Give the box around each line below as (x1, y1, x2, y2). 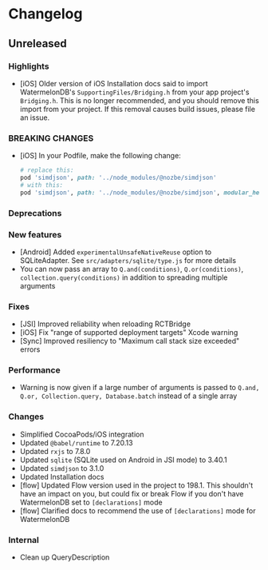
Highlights (8, 61, 49, 72)
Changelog (8, 5, 83, 23)
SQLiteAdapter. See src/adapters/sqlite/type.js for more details (19, 255, 237, 265)
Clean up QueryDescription (19, 552, 110, 562)
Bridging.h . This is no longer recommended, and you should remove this (19, 95, 259, 105)
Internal (8, 534, 40, 545)
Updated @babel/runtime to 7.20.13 (19, 437, 133, 448)
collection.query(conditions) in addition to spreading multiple (19, 273, 228, 282)
